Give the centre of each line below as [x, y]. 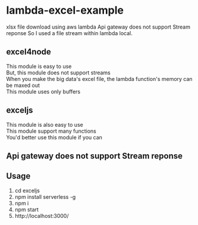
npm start [26, 210]
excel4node [29, 52]
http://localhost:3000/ [42, 215]
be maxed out [23, 85]
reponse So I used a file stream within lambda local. [69, 33]
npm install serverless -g [45, 196]
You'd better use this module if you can [54, 137]
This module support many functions [51, 131]
